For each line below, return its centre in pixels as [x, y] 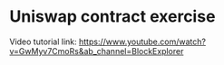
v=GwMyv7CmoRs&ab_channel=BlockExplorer [97, 51]
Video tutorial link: [43, 42]
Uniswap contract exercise [112, 17]
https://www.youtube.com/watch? [142, 42]
